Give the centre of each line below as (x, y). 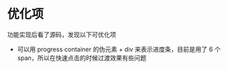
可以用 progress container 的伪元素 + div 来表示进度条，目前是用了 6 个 (119, 49)
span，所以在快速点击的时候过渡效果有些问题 (82, 58)
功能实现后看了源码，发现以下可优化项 (61, 34)
